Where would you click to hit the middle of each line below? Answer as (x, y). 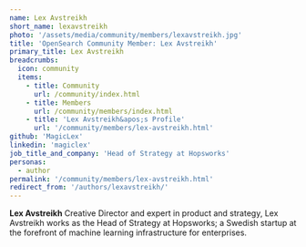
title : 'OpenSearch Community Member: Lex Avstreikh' (114, 43)
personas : (28, 162)
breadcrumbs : (34, 60)
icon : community (48, 69)
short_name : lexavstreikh (58, 26)
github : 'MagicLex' (46, 137)
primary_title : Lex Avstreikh (67, 52)
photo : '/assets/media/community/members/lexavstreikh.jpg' (126, 35)
